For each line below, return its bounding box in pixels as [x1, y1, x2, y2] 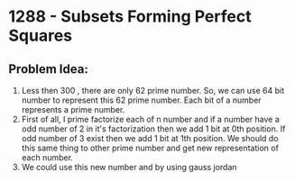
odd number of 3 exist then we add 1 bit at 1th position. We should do [21, 133, 279, 143]
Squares [8, 25, 73, 46]
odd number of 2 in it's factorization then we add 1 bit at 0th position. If [21, 123, 286, 134]
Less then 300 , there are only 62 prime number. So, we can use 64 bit [21, 86, 285, 95]
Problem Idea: [8, 61, 89, 77]
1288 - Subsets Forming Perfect [8, 6, 252, 27]
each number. [21, 152, 74, 163]
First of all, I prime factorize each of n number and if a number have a [21, 114, 281, 124]
